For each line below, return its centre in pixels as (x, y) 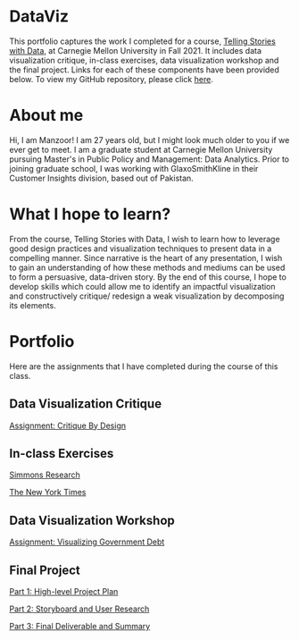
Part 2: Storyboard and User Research (79, 609)
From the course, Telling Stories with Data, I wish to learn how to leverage (145, 239)
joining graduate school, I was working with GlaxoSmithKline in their (134, 168)
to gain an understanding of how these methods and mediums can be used (147, 267)
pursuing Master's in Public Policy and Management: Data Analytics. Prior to (149, 159)
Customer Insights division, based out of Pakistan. (101, 178)
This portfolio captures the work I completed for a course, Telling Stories (143, 41)
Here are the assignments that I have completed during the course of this (144, 366)
